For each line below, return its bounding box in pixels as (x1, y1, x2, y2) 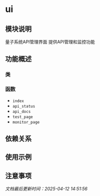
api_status (12, 103, 35, 108)
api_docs (12, 109, 31, 114)
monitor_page (12, 119, 40, 124)
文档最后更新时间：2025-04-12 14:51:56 (5, 186, 87, 192)
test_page (12, 114, 33, 119)
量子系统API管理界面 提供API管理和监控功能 (5, 39, 95, 44)
